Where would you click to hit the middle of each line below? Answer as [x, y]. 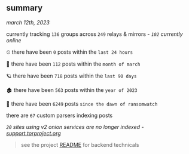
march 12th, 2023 [28, 22]
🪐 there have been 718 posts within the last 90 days [71, 76]
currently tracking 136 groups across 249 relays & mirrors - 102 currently [95, 34]
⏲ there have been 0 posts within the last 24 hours [70, 52]
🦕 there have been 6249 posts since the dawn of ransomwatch [82, 104]
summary [25, 8]
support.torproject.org [33, 133]
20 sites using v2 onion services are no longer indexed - [75, 127]
